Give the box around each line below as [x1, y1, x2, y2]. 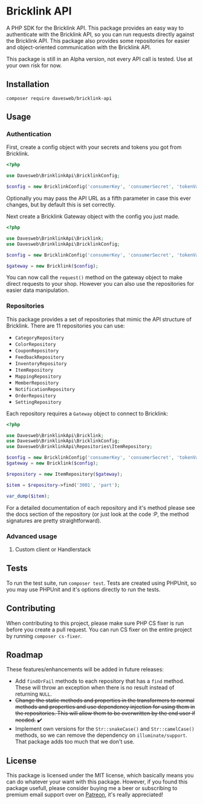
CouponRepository [14, 348, 59, 354]
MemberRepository [14, 380, 59, 386]
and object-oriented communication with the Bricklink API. [6, 44, 152, 51]
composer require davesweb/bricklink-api [6, 95, 112, 101]
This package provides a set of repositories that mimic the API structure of [6, 315, 192, 323]
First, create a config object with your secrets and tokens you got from [6, 143, 182, 151]
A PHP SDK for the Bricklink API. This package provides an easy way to [6, 24, 184, 31]
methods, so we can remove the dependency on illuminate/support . [14, 731, 187, 739]
